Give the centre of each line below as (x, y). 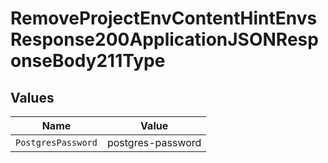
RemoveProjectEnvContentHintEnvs (164, 18)
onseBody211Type (88, 61)
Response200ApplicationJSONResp (164, 39)
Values (32, 97)
